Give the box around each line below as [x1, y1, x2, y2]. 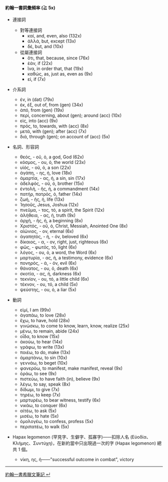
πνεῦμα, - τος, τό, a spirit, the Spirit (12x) [19, 207, 105, 213]
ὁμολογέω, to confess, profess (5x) [19, 419, 93, 425]
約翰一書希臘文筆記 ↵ [5, 472, 50, 478]
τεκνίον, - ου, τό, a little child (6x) [19, 276, 89, 282]
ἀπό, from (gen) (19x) [19, 107, 64, 113]
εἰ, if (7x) [27, 76, 46, 82]
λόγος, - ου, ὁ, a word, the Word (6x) [19, 250, 97, 256]
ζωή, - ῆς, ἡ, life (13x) [19, 196, 64, 202]
